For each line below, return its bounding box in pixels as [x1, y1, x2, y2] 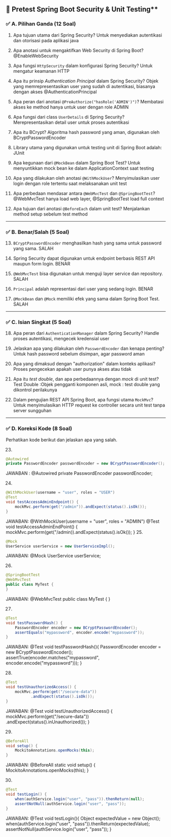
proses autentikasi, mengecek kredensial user [13, 336, 110, 342]
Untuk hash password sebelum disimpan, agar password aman [13, 351, 145, 357]
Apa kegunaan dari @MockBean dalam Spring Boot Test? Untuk [13, 159, 141, 166]
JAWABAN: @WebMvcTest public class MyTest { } [6, 596, 111, 602]
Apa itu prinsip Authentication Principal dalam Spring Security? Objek [13, 77, 159, 84]
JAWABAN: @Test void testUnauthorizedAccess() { [6, 708, 113, 714]
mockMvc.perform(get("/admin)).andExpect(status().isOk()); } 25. [6, 529, 144, 535]
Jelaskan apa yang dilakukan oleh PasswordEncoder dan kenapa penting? [13, 345, 164, 352]
